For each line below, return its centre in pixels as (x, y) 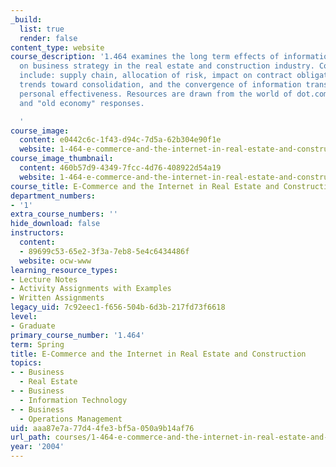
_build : (26, 19)
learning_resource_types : (64, 270)
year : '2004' (37, 447)
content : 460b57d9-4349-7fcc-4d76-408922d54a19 (120, 168)
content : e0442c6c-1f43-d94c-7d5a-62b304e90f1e (120, 140)
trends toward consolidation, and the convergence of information (160, 85)
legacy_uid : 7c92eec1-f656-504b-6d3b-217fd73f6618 (118, 307)
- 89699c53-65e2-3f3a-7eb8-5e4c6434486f (104, 251)
